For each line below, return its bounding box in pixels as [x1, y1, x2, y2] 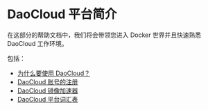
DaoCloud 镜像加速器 [17, 86, 78, 95]
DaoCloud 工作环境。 [7, 39, 68, 47]
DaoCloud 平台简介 [7, 6, 117, 22]
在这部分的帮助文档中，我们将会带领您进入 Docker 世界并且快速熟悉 [7, 31, 202, 39]
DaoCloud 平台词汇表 [17, 95, 78, 103]
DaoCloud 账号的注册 [17, 77, 78, 86]
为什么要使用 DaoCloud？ [17, 69, 90, 77]
